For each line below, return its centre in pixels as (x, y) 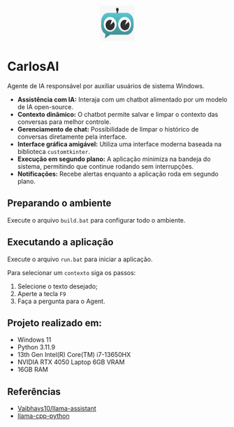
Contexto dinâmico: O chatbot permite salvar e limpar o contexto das (118, 114)
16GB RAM (33, 370)
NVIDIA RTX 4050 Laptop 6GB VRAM (71, 362)
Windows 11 (34, 340)
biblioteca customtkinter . (54, 151)
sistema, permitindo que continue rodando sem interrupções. (105, 166)
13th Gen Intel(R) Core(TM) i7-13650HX (74, 355)
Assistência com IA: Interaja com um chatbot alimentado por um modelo (122, 99)
